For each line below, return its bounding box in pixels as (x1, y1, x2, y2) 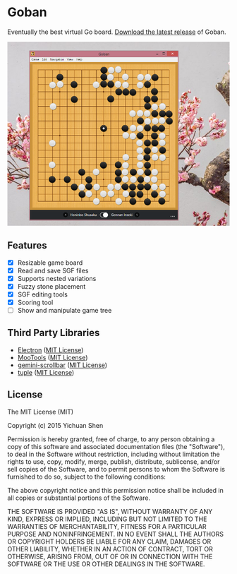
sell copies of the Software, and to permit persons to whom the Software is (7, 465, 226, 473)
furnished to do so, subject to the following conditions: (7, 472, 166, 481)
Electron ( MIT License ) (17, 345, 84, 354)
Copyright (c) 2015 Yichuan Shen (7, 421, 104, 429)
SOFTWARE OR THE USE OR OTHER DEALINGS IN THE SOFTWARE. (7, 559, 205, 568)
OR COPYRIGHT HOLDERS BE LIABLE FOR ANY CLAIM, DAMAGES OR (7, 537, 212, 546)
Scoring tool (17, 298, 54, 306)
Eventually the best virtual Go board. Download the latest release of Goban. (7, 28, 227, 36)
